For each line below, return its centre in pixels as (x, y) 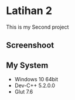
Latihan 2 (29, 11)
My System (27, 65)
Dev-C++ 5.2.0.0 (35, 85)
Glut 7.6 (24, 92)
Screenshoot (30, 45)
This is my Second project (37, 27)
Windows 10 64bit (36, 80)
